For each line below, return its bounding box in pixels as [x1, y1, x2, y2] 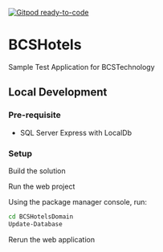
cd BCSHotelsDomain [8, 213, 74, 221]
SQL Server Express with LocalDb [19, 128, 132, 137]
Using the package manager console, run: [8, 197, 147, 206]
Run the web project [8, 181, 75, 191]
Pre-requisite [8, 109, 62, 120]
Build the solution [8, 165, 66, 176]
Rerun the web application [8, 234, 95, 244]
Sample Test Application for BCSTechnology [8, 62, 155, 71]
